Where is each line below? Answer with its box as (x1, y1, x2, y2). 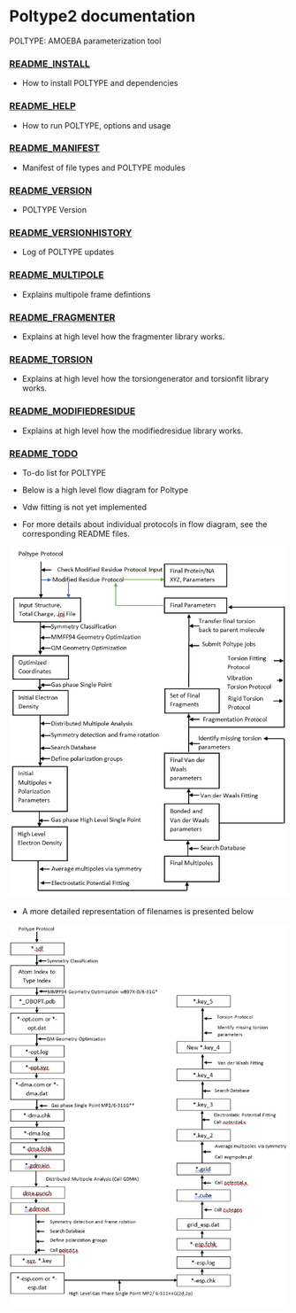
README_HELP (9, 100, 77, 113)
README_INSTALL (9, 58, 91, 70)
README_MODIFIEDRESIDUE (9, 405, 136, 417)
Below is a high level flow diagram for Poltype (21, 485, 188, 495)
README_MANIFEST (9, 142, 100, 154)
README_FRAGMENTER (9, 311, 116, 323)
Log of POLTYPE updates (21, 246, 115, 258)
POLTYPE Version (21, 205, 87, 215)
